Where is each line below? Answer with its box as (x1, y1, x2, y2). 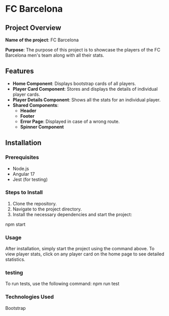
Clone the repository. (12, 200, 57, 206)
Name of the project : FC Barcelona (5, 37, 79, 43)
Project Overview (5, 23, 61, 32)
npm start (5, 221, 26, 227)
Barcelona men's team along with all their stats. (5, 52, 105, 58)
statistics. (5, 256, 25, 262)
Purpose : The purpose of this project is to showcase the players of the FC (5, 47, 161, 52)
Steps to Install (5, 189, 43, 196)
